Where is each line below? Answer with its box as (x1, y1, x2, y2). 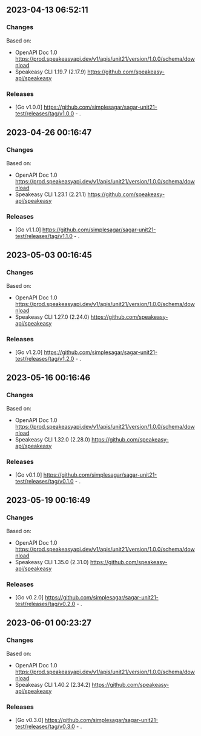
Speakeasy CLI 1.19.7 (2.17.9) (15, 68, 87, 75)
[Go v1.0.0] (15, 103, 43, 111)
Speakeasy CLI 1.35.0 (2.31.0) (15, 558, 89, 565)
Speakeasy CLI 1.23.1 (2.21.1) (15, 191, 87, 198)
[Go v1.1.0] (15, 226, 41, 233)
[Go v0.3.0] (15, 716, 44, 723)
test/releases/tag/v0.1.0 (15, 477, 74, 485)
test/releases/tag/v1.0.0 (15, 109, 74, 117)
